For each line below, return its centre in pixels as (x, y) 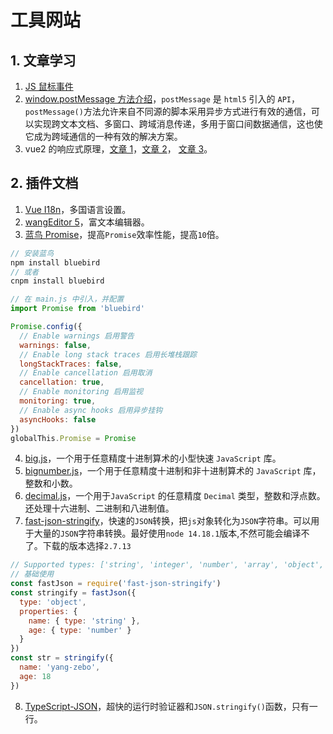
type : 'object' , (53, 602)
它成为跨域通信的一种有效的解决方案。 (103, 136)
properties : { (48, 611)
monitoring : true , (58, 401)
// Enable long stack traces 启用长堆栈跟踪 (108, 354)
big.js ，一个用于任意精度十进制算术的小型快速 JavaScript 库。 (153, 458)
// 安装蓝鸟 (32, 253)
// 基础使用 (32, 574)
